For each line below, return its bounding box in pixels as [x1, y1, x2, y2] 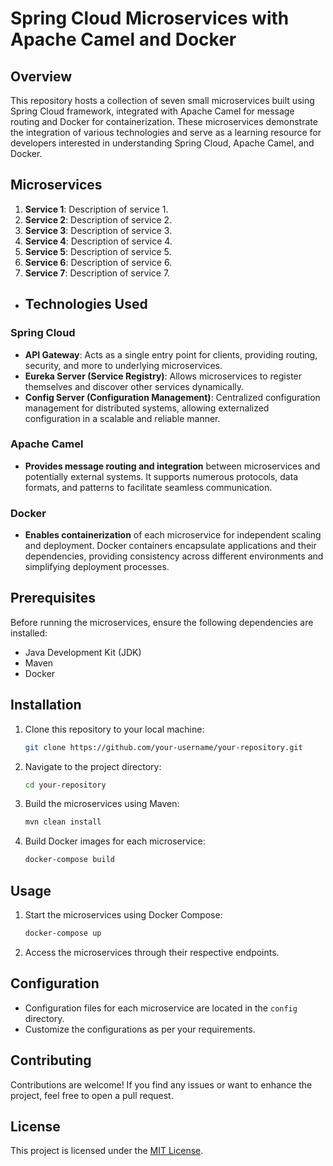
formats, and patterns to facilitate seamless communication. [24, 481, 273, 493]
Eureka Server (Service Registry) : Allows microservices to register [24, 370, 303, 382]
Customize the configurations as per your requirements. [24, 1023, 256, 1035]
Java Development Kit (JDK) [24, 646, 142, 658]
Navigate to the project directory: [24, 760, 162, 772]
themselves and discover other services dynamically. [24, 380, 245, 392]
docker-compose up [24, 928, 102, 939]
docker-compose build [24, 855, 115, 865]
